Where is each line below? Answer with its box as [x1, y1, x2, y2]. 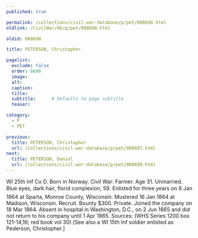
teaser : [11, 102, 31, 108]
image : [11, 74, 28, 80]
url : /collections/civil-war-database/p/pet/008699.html [11, 162, 156, 168]
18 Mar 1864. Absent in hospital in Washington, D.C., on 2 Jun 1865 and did [6, 206, 190, 213]
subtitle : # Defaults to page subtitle [11, 96, 124, 102]
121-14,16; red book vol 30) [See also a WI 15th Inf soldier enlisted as [6, 218, 174, 226]
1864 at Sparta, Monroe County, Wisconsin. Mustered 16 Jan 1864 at [6, 193, 175, 200]
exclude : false [11, 63, 49, 69]
